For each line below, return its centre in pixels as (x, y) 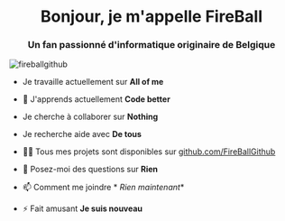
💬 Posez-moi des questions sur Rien (90, 170)
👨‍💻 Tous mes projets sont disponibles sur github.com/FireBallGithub (149, 152)
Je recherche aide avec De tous (82, 134)
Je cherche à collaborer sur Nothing (90, 117)
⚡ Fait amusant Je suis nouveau (82, 208)
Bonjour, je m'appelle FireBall (152, 17)
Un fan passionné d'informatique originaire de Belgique (152, 45)
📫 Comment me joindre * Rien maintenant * (103, 188)
